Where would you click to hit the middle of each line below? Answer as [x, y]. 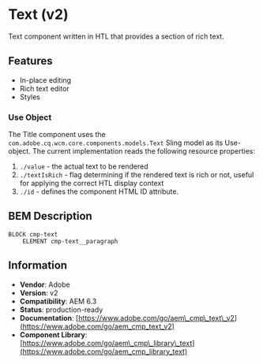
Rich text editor [44, 88]
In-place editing [45, 80]
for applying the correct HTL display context [92, 184]
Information [38, 266]
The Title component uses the [57, 135]
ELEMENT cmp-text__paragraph [70, 241]
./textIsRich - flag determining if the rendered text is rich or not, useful [137, 175]
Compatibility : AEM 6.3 [58, 301]
